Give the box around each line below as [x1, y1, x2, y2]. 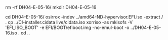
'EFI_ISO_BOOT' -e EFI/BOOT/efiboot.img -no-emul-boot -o [5, 24, 130, 30]
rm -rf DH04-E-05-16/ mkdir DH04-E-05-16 [5, 4, 97, 10]
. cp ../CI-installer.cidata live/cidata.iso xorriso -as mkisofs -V [5, 19, 133, 25]
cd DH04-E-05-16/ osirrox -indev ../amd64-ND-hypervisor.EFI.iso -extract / [5, 14, 163, 19]
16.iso [5, 30, 18, 35]
